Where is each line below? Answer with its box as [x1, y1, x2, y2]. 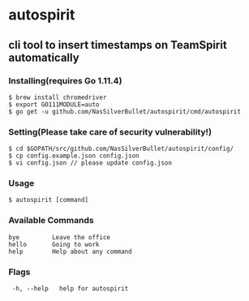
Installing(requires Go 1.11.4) [8, 75, 122, 86]
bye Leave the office [8, 233, 111, 241]
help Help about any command [8, 247, 132, 256]
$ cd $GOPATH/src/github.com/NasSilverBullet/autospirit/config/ [8, 144, 234, 153]
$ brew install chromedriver [8, 93, 107, 101]
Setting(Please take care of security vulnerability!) [8, 126, 213, 137]
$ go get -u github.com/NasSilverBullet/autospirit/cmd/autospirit [8, 107, 242, 115]
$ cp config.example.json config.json [8, 152, 140, 160]
